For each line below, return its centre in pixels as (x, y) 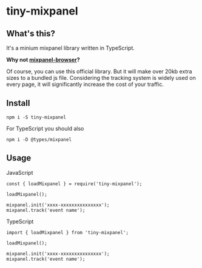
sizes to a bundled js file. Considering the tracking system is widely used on (101, 78)
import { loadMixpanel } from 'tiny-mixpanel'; (68, 232)
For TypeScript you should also (45, 128)
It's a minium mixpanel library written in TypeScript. (71, 48)
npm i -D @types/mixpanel (39, 139)
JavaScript (20, 172)
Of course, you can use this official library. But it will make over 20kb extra (99, 71)
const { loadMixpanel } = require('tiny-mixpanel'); (74, 184)
